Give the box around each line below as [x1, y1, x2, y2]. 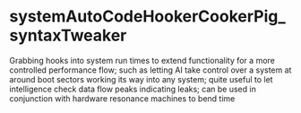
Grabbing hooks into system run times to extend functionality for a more [9, 55, 275, 65]
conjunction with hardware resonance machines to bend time [9, 92, 236, 104]
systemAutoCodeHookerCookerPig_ [9, 6, 287, 27]
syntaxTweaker [9, 25, 127, 46]
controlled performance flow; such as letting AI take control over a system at [9, 65, 292, 75]
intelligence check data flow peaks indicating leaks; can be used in [9, 83, 257, 94]
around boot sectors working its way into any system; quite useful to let [9, 74, 273, 84]
